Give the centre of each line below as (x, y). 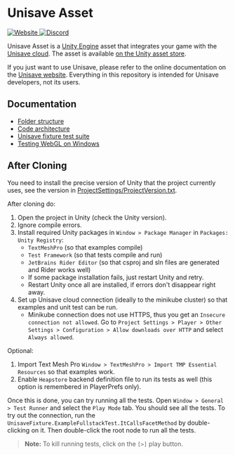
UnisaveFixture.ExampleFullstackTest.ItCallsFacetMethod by (96, 423)
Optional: (20, 350)
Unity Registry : (41, 240)
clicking (19, 430)
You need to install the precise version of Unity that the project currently (112, 182)
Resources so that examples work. (66, 371)
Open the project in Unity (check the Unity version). (92, 217)
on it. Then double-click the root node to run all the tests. (114, 430)
